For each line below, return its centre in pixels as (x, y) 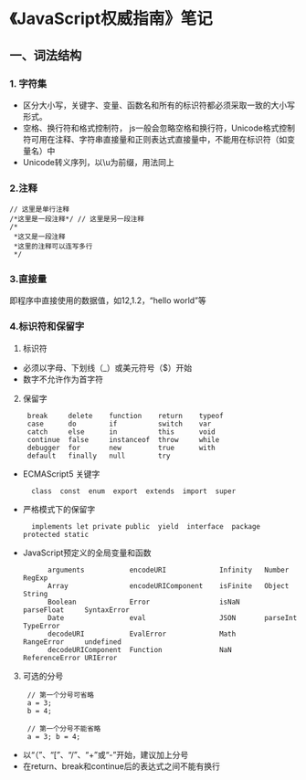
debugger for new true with (121, 448)
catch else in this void (121, 432)
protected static (56, 534)
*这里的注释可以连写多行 (53, 247)
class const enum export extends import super (134, 491)
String (35, 594)
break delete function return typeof (125, 416)
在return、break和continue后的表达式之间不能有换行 (121, 766)
